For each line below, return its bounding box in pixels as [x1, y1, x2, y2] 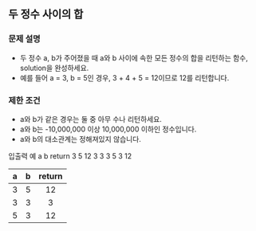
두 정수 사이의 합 [8, 7, 84, 22]
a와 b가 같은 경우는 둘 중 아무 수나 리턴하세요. [19, 114, 162, 123]
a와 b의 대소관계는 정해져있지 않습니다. [19, 134, 142, 143]
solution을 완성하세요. [19, 63, 89, 72]
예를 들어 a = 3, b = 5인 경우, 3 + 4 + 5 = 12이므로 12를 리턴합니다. [19, 72, 230, 82]
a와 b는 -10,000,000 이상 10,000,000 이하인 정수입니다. [19, 124, 197, 134]
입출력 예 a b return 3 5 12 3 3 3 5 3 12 [8, 151, 132, 161]
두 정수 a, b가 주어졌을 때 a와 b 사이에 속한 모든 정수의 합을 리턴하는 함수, [19, 53, 249, 62]
